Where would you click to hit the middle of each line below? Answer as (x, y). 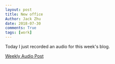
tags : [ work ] (19, 32)
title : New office (24, 14)
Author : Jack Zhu (23, 19)
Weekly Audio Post (24, 56)
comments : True (21, 28)
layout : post (19, 10)
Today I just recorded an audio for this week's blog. (57, 47)
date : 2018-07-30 (23, 23)
